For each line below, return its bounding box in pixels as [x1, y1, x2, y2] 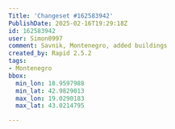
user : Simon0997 [8, 34, 63, 43]
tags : [8, 57, 27, 65]
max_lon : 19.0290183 [15, 94, 85, 102]
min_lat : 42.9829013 [15, 86, 85, 95]
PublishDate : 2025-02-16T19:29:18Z [8, 19, 128, 27]
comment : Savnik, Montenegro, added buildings [8, 42, 168, 50]
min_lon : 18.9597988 [15, 79, 85, 87]
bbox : [8, 72, 27, 80]
